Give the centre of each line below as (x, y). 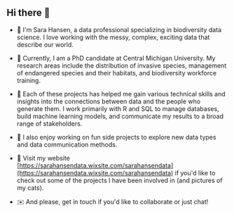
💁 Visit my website (43, 158)
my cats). (30, 188)
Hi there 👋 (28, 13)
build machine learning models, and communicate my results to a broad (120, 116)
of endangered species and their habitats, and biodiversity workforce (117, 73)
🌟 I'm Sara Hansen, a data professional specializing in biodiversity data (119, 29)
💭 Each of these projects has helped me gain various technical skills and (121, 94)
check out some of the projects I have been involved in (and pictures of (119, 180)
